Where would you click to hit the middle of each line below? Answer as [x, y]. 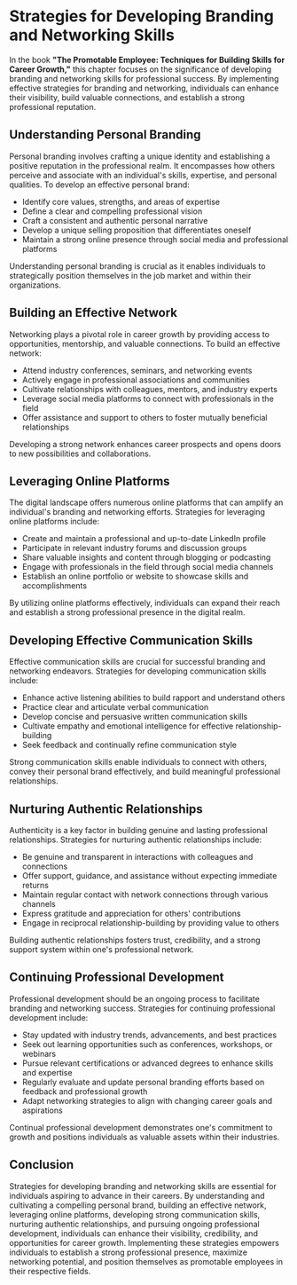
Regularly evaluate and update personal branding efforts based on [143, 1082]
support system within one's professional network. [102, 950]
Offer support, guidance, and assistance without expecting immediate [149, 875]
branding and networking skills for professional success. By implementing [144, 78]
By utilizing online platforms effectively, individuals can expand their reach [145, 603]
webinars [39, 1053]
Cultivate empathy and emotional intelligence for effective [128, 726]
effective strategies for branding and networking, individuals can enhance [144, 88]
